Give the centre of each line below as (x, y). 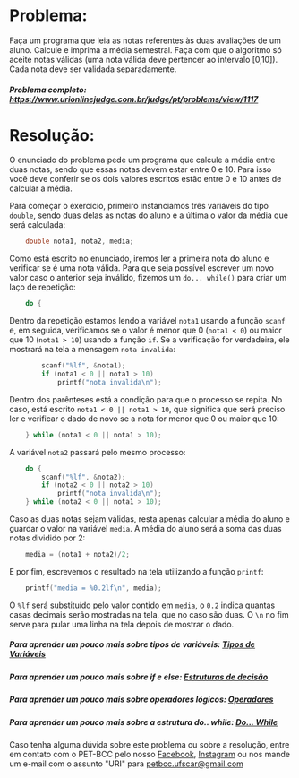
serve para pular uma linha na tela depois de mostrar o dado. (122, 624)
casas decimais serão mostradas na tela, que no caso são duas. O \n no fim (149, 614)
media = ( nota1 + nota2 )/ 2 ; (77, 555)
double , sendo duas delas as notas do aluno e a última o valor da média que (149, 215)
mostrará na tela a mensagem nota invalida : (93, 350)
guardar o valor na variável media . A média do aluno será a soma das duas (145, 529)
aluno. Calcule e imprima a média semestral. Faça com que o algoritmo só (145, 49)
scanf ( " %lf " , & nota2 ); (84, 477)
